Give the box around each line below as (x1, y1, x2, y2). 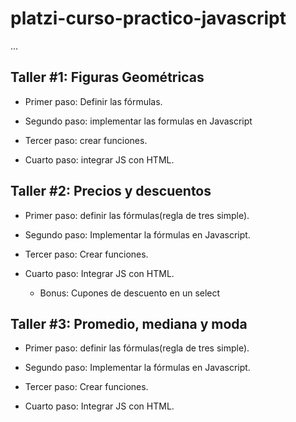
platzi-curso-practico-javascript (10, 7, 287, 30)
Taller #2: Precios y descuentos (10, 183, 212, 200)
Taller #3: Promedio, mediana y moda (10, 315, 248, 332)
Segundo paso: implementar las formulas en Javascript (24, 115, 253, 127)
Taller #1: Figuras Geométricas (10, 69, 205, 86)
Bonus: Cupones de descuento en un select (39, 287, 221, 299)
